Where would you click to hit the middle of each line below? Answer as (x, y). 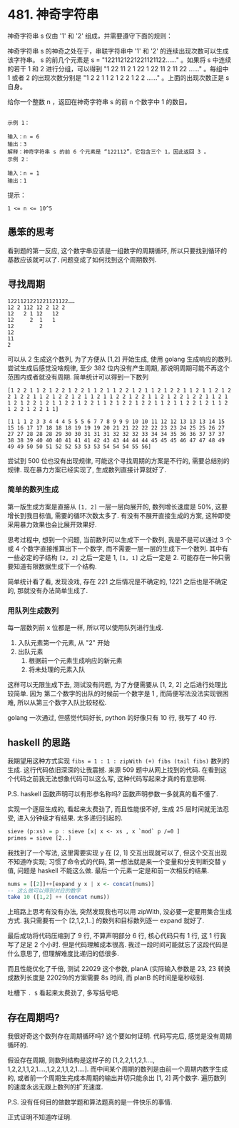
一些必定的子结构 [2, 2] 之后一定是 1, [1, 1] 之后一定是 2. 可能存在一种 (113, 557)
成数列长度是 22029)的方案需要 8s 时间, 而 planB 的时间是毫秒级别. (106, 977)
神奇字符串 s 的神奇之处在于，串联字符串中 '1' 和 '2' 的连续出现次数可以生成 (118, 51)
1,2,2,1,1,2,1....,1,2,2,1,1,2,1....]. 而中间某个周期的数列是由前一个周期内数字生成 (118, 1069)
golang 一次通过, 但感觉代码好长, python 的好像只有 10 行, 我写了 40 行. (112, 718)
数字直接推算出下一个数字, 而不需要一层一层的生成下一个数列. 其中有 (128, 548)
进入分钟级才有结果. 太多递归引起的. (70, 818)
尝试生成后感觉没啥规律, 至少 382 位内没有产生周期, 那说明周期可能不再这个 (118, 367)
